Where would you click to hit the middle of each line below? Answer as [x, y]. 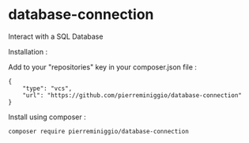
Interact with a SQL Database [56, 36]
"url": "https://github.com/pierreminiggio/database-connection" [132, 95]
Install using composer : [47, 117]
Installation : [28, 51]
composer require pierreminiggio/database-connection [99, 131]
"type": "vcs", [47, 88]
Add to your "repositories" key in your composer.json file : [103, 67]
